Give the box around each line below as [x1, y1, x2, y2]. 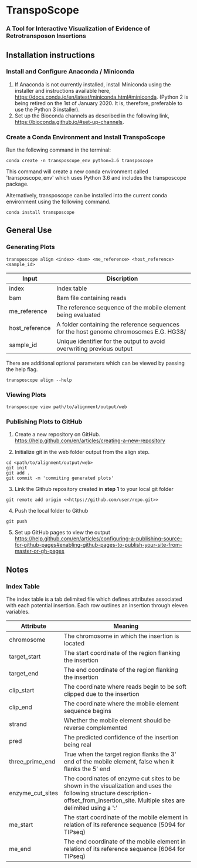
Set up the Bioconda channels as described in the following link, [14, 112, 170, 119]
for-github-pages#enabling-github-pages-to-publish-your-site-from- [14, 541, 183, 549]
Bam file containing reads [56, 294, 127, 302]
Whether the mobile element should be [63, 716, 171, 725]
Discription [106, 274, 138, 282]
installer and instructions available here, [14, 87, 111, 94]
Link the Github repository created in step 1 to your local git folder [14, 486, 174, 493]
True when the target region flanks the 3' [63, 750, 177, 758]
